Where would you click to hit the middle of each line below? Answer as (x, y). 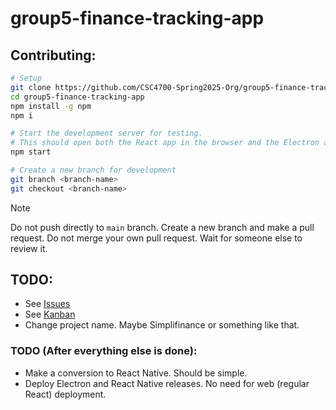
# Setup (26, 78)
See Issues (47, 304)
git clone (31, 87)
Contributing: (53, 55)
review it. (29, 248)
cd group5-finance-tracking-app (77, 97)
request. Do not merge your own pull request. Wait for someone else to (156, 238)
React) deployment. (65, 394)
